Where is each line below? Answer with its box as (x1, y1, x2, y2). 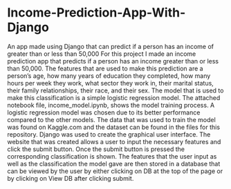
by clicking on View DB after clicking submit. (7, 174, 134, 182)
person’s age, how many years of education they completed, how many (7, 71, 211, 80)
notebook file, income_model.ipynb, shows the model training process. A (7, 101, 215, 109)
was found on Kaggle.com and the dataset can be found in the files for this (7, 123, 220, 131)
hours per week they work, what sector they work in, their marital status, (7, 79, 214, 87)
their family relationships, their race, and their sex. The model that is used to (7, 86, 224, 94)
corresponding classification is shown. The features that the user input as (7, 152, 217, 160)
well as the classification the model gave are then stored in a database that (7, 159, 221, 168)
